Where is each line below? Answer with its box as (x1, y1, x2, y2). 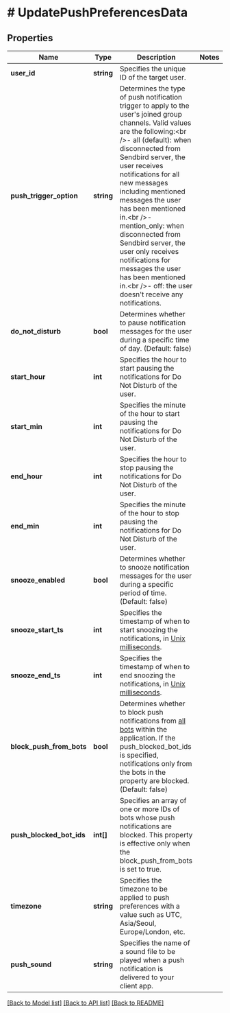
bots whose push (119, 813, 175, 822)
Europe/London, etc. (119, 927, 186, 936)
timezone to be (119, 884, 168, 894)
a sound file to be (119, 947, 176, 956)
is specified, (119, 750, 159, 760)
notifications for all (119, 170, 180, 179)
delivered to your (119, 973, 175, 982)
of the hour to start (119, 409, 180, 418)
